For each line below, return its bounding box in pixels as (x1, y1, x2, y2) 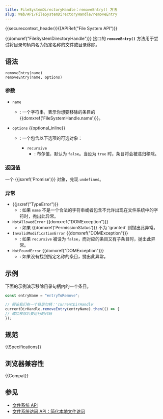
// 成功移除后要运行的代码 (5, 311, 53, 316)
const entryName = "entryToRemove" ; (5, 293, 80, 298)
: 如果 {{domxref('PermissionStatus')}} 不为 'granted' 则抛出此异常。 (19, 225, 158, 231)
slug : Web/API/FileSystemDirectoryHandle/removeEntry (5, 12, 118, 17)
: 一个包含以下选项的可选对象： (19, 135, 82, 141)
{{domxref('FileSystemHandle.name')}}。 (19, 115, 103, 121)
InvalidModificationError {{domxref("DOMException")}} (12, 230, 129, 236)
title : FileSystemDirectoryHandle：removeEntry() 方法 (5, 7, 117, 12)
